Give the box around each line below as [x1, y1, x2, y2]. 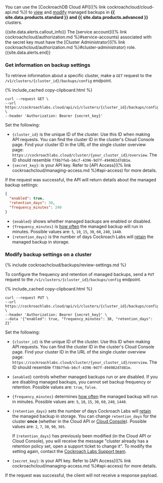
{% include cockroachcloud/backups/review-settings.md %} [5, 262, 127, 268]
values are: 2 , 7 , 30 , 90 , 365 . [12, 423, 66, 429]
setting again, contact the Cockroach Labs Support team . [12, 448, 127, 454]
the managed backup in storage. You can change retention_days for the [12, 413, 157, 419]
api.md [5, 9, 19, 15]
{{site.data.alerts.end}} [5, 49, 51, 55]
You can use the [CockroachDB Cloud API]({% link [5, 4, 106, 10]
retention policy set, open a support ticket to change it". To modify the [12, 443, 152, 449]
